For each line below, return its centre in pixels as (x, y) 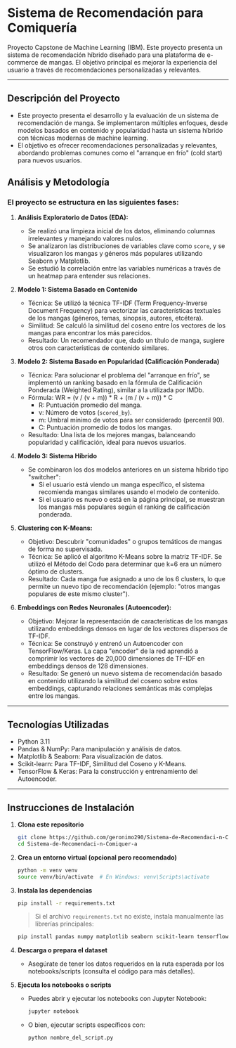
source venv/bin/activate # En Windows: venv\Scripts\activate (113, 876)
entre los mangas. (54, 696)
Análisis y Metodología (59, 182)
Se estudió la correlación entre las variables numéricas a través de (124, 269)
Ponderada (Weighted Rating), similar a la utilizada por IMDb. (116, 390)
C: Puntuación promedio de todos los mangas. (105, 427)
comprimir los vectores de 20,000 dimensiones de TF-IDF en (116, 659)
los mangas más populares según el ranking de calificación (124, 507)
